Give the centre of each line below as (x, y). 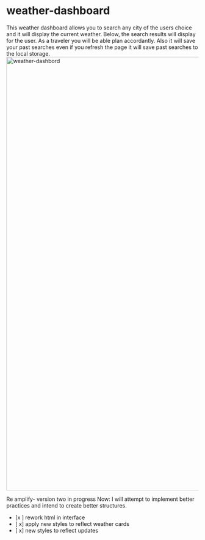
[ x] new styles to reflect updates (57, 530)
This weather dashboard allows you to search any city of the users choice (99, 28)
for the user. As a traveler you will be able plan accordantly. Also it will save (101, 40)
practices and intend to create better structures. (67, 505)
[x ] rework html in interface (50, 517)
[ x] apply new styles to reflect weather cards (72, 523)
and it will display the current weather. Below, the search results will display (101, 34)
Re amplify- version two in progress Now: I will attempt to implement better (100, 499)
